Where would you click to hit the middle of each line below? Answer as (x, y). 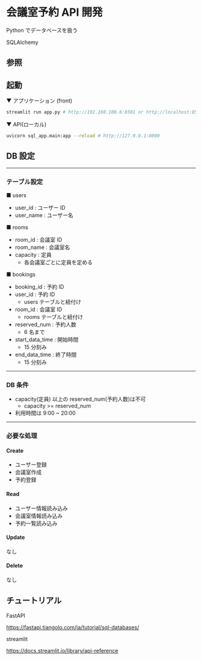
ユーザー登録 (31, 465)
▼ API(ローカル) (26, 125)
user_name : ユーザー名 (44, 215)
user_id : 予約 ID (35, 294)
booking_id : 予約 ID (39, 287)
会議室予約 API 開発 (55, 12)
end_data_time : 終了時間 (46, 354)
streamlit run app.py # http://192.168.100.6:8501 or (75, 112)
